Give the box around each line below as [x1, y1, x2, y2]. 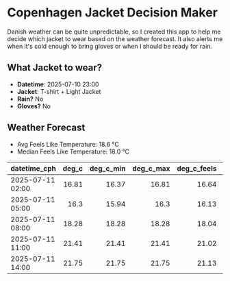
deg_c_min [89, 163, 126, 173]
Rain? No [16, 95, 44, 103]
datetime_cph [10, 163, 57, 173]
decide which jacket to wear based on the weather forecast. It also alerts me [7, 34, 223, 42]
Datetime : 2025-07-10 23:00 [16, 80, 99, 88]
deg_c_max [132, 163, 170, 173]
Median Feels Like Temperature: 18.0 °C [16, 147, 130, 156]
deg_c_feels [177, 163, 217, 173]
